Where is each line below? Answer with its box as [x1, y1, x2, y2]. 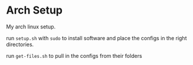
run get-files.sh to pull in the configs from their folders [6, 52, 143, 59]
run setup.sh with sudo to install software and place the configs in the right [6, 34, 187, 41]
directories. [6, 41, 34, 48]
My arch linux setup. [6, 23, 56, 30]
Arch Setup [6, 4, 63, 17]
